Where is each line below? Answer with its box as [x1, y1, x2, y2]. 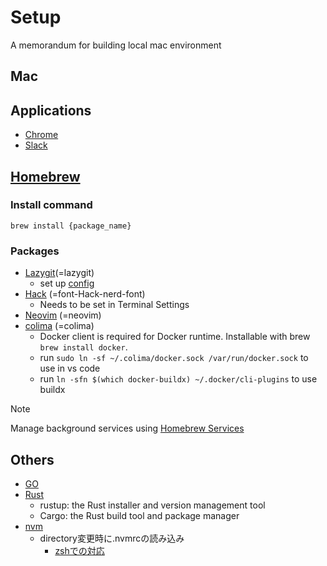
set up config [39, 277, 95, 290]
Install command [10, 198, 93, 212]
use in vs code [39, 362, 101, 375]
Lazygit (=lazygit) [24, 267, 95, 279]
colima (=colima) [24, 320, 95, 332]
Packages [10, 244, 60, 258]
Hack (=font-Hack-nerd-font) [24, 288, 146, 300]
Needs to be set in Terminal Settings [39, 299, 190, 311]
